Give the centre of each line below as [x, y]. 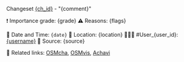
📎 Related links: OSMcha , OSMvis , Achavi [58, 53]
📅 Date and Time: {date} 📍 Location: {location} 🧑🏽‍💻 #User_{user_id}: [92, 35]
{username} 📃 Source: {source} [46, 41]
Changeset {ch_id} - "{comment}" [49, 9]
